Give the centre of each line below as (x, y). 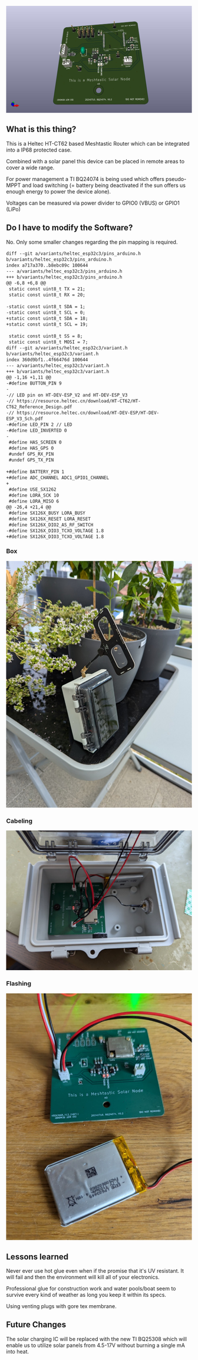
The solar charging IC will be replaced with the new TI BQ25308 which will (97, 1339)
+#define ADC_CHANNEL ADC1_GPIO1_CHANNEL (58, 478)
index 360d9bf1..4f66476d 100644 (47, 360)
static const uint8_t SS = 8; (46, 336)
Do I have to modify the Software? (70, 228)
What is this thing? (41, 129)
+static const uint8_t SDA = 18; (47, 318)
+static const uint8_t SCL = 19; (47, 324)
